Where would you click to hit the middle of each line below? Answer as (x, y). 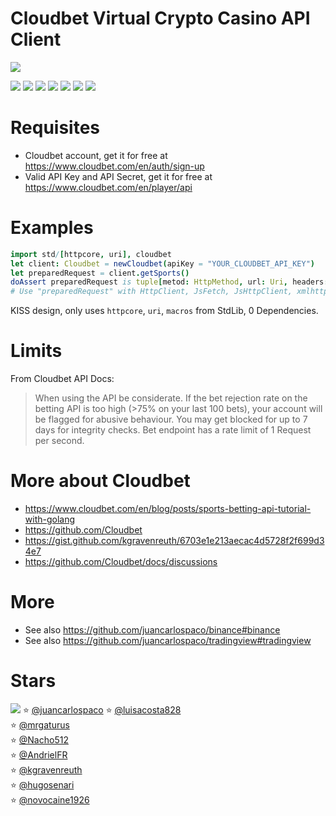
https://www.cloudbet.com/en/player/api (108, 187)
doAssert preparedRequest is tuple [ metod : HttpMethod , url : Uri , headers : (169, 282)
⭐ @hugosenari (42, 784)
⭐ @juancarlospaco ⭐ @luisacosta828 (102, 709)
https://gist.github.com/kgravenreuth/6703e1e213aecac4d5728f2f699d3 (174, 541)
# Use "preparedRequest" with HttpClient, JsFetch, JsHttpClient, (151, 292)
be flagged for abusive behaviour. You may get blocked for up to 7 (171, 419)
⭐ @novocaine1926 (50, 799)
